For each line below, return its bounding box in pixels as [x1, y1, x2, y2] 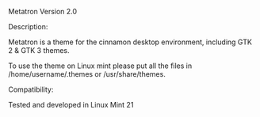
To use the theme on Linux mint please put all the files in [8, 61, 193, 70]
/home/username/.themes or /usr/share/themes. [8, 70, 166, 78]
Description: [8, 22, 48, 31]
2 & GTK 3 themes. [8, 46, 70, 55]
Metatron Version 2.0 [8, 7, 78, 16]
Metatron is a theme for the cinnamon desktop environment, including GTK [8, 37, 252, 47]
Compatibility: [8, 85, 54, 94]
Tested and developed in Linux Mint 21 [8, 100, 134, 109]
